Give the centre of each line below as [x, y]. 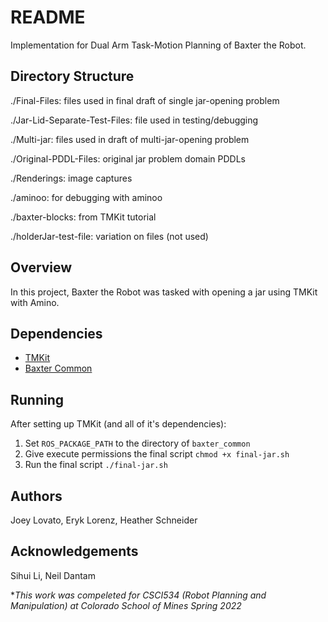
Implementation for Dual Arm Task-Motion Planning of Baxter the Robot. [158, 45]
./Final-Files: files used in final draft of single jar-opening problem [145, 100]
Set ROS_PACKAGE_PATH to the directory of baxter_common [137, 443]
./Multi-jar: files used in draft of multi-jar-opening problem [130, 139]
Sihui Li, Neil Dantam [53, 575]
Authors [36, 496]
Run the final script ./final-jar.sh [96, 465]
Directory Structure [72, 76]
